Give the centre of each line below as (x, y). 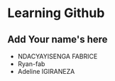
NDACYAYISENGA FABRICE (57, 56)
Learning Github (56, 13)
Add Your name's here (57, 39)
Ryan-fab (31, 64)
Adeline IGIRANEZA (46, 71)
